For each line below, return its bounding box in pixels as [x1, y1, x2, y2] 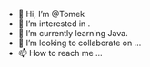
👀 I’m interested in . [17, 18, 91, 29]
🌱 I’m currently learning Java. [17, 28, 129, 38]
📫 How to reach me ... [17, 48, 103, 58]
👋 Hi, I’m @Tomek [17, 9, 85, 19]
